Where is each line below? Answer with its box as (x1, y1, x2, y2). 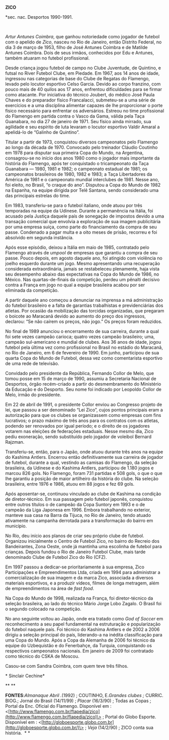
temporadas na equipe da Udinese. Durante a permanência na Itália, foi (5, 208, 153, 214)
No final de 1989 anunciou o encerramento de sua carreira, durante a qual (5, 328, 159, 334)
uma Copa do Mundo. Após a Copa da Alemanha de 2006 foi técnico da (5, 637, 155, 643)
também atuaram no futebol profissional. (5, 55, 90, 61)
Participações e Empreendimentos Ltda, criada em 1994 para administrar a (5, 569, 160, 575)
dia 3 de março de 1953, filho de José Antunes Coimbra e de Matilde (5, 44, 148, 50)
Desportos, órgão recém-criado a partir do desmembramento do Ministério (5, 381, 161, 387)
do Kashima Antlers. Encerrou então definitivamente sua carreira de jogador (5, 454, 163, 460)
